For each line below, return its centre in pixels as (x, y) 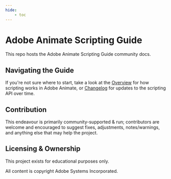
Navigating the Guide (40, 70)
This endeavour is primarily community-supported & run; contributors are (82, 122)
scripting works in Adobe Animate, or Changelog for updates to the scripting (86, 88)
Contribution (26, 110)
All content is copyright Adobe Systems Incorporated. (62, 171)
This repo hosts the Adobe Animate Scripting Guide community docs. (78, 54)
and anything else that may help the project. (52, 133)
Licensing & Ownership (43, 149)
